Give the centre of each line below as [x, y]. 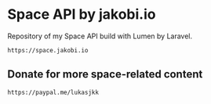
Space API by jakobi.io [82, 14]
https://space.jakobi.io [48, 50]
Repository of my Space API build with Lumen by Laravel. [100, 36]
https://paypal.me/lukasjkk [53, 92]
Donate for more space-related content [105, 75]
